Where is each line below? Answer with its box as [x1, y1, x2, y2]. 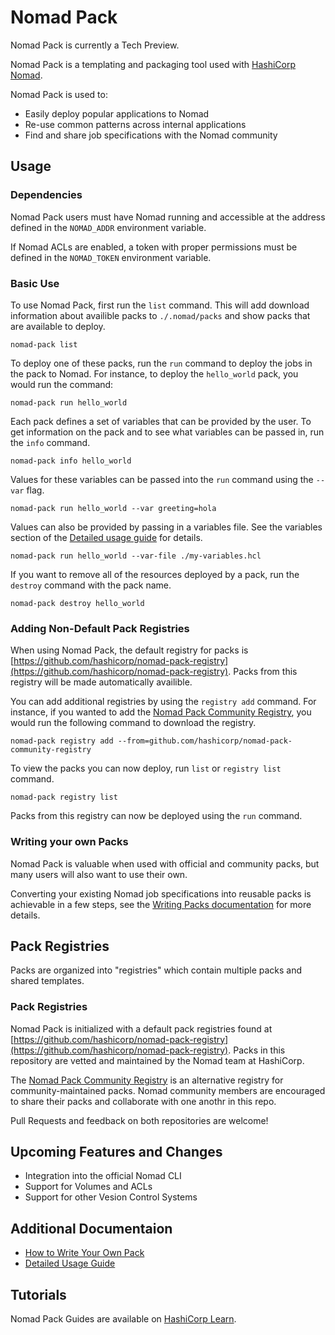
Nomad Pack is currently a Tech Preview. [10, 39, 180, 51]
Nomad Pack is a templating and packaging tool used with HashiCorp [10, 58, 297, 70]
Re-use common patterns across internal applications [24, 118, 247, 130]
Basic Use [10, 276, 60, 290]
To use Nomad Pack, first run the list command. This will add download [10, 299, 310, 311]
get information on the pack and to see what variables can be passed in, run [10, 426, 325, 438]
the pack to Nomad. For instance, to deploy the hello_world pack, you [10, 367, 299, 380]
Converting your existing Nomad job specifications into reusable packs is [10, 887, 312, 900]
